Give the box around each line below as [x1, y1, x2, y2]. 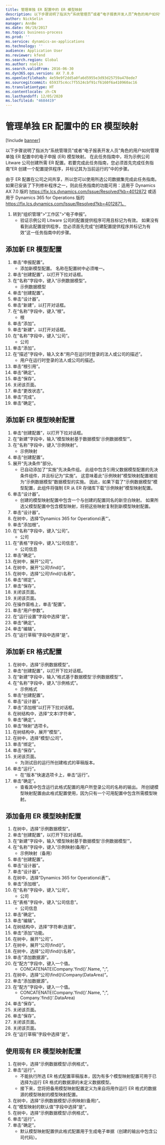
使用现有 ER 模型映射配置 [5, 1047, 81, 1055]
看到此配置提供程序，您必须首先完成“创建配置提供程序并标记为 [20, 223, 146, 229]
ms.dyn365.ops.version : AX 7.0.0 [5, 71, 74, 76]
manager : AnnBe [5, 21, 37, 26]
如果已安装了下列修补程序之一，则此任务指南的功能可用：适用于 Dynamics [5, 182, 156, 189]
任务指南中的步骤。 [34, 230, 74, 236]
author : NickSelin [5, 16, 43, 21]
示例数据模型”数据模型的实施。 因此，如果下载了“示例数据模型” [26, 479, 154, 485]
